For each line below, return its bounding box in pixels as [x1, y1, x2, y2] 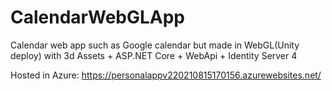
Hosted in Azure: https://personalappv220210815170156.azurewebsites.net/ [10, 69, 322, 81]
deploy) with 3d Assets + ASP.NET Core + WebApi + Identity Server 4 [10, 49, 298, 61]
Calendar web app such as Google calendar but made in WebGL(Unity [10, 39, 300, 51]
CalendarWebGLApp [10, 6, 186, 29]
